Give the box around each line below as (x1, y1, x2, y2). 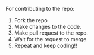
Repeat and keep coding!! (14, 42, 78, 49)
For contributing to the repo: (5, 5, 75, 12)
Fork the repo (14, 17, 48, 23)
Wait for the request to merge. (14, 36, 89, 42)
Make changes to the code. (14, 23, 82, 30)
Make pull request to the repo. (14, 29, 89, 36)
